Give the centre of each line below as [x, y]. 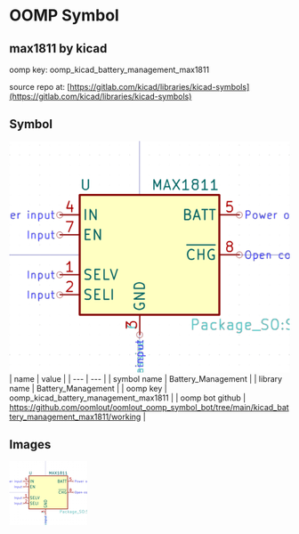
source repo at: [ [40, 87]
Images [30, 445]
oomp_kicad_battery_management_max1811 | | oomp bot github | [128, 398]
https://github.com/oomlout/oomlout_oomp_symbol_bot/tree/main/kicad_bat [149, 407]
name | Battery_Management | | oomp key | [88, 388]
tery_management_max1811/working [75, 417]
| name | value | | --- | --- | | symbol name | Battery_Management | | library [146, 378]
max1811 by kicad [58, 49]
